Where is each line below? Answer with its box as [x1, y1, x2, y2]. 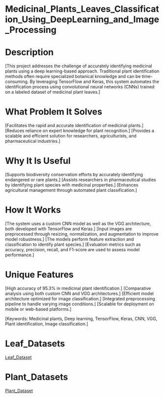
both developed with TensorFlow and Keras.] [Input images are [5, 226, 132, 232]
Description [5, 47, 54, 58]
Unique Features [5, 269, 74, 280]
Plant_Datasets [5, 371, 69, 382]
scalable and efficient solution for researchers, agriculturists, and [5, 133, 137, 139]
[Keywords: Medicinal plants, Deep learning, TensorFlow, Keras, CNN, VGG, [5, 316, 158, 321]
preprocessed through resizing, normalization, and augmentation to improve [5, 231, 159, 237]
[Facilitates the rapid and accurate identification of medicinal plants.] [5, 123, 143, 129]
